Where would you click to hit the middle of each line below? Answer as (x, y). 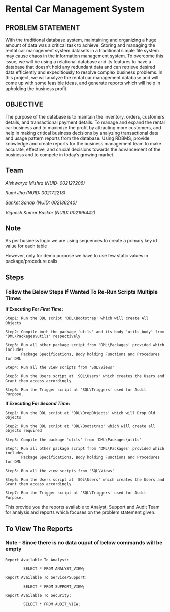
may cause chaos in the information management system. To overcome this (84, 56)
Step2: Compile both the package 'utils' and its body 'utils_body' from (85, 332)
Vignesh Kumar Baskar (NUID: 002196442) (50, 212)
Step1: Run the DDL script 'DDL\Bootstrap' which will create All (77, 318)
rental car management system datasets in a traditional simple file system (82, 51)
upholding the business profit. (37, 89)
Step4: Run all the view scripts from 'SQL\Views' (60, 368)
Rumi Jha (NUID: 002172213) (36, 193)
